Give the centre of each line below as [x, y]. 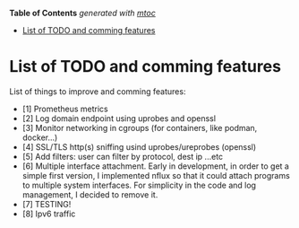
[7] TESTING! [47, 204]
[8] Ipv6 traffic [49, 214]
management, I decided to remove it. [90, 194]
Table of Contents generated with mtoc [83, 13]
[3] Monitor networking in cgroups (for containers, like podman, [140, 127]
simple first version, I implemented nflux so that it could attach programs [156, 175]
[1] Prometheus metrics [65, 109]
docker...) [40, 137]
